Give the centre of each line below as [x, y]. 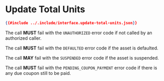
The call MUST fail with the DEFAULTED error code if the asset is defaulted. [82, 48]
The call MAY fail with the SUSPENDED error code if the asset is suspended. [82, 58]
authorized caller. [23, 38]
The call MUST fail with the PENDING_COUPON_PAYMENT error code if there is [81, 68]
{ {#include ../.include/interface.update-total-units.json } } [71, 23]
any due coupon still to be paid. [38, 73]
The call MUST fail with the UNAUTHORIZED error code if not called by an [79, 33]
